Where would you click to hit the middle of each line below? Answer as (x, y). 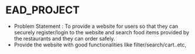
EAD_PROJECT (43, 10)
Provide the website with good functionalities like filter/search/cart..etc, (100, 45)
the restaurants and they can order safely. (64, 38)
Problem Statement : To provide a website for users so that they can (96, 26)
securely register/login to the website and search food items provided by (102, 32)
